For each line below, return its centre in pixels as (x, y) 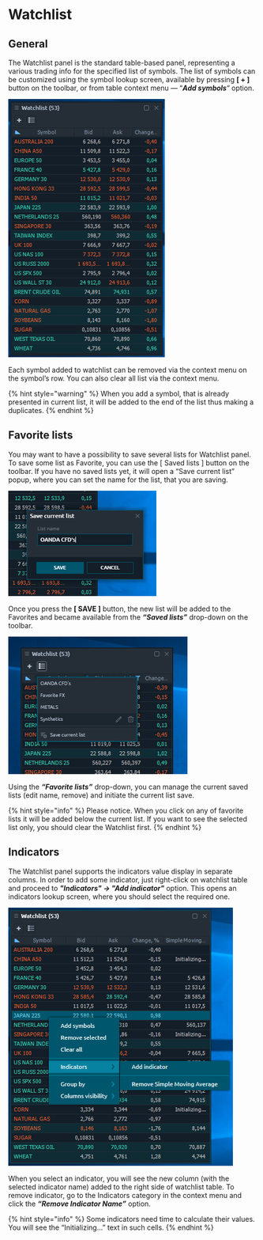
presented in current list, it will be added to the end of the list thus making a (131, 402)
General (28, 44)
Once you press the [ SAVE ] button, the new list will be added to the (120, 609)
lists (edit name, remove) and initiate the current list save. (101, 795)
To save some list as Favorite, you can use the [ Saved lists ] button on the (129, 463)
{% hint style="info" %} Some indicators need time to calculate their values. (131, 1219)
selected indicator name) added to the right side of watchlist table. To (121, 1187)
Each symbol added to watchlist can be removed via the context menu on (128, 370)
